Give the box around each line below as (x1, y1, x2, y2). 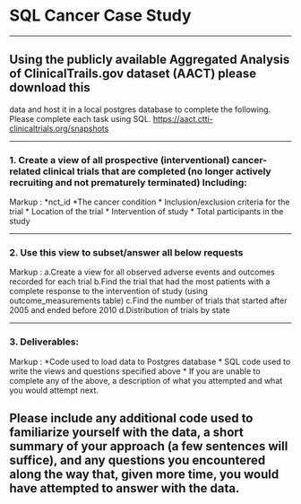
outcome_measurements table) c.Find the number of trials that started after (9, 295, 288, 306)
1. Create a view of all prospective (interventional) (9, 153, 230, 166)
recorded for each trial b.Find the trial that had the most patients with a (9, 276, 271, 287)
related (9, 165, 41, 178)
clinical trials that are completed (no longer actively (42, 165, 271, 178)
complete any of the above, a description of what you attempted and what (9, 375, 283, 386)
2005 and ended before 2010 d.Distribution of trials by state (9, 305, 231, 316)
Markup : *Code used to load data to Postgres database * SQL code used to (9, 356, 291, 367)
